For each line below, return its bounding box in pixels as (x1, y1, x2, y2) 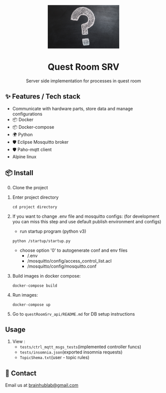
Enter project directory (12, 194, 59, 200)
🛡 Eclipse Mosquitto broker (12, 139, 69, 145)
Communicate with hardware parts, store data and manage (12, 105, 133, 111)
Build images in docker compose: (12, 273, 81, 279)
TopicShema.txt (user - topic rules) (19, 355, 89, 361)
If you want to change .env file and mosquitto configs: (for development (12, 213, 160, 219)
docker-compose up (12, 302, 51, 307)
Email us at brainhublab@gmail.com (5, 382, 79, 389)
